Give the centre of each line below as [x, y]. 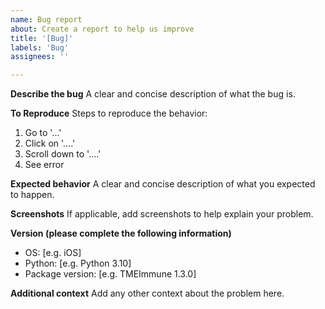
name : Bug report [46, 19]
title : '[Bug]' [42, 38]
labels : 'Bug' [40, 47]
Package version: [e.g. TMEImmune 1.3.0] [110, 274]
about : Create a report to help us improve [102, 29]
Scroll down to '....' [63, 154]
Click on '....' [50, 143]
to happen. [32, 195]
